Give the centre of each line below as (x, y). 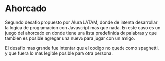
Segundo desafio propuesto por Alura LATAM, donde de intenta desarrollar (81, 22)
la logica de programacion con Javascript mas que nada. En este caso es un (83, 27)
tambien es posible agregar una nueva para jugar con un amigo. (70, 38)
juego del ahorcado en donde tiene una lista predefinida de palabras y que (81, 33)
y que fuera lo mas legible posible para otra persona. (59, 53)
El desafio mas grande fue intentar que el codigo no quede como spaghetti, (82, 48)
